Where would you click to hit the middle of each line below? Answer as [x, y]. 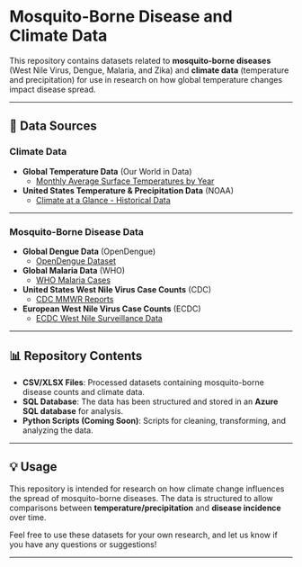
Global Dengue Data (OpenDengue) [89, 251]
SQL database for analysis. [73, 410]
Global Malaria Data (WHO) [74, 270]
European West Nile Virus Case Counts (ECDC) [111, 309]
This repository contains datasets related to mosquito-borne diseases [140, 60]
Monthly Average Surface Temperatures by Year [125, 181]
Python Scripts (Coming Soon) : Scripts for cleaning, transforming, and [154, 420]
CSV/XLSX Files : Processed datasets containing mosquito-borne [143, 382]
